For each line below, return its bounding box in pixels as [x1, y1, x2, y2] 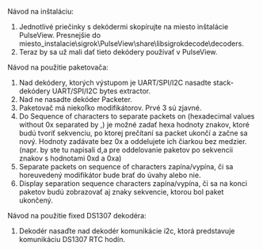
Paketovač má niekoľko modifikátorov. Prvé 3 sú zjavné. [18, 103, 202, 112]
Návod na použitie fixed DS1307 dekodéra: [7, 211, 147, 220]
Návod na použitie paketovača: [7, 62, 109, 72]
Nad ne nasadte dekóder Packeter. [18, 95, 132, 104]
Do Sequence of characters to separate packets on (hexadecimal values [18, 112, 255, 121]
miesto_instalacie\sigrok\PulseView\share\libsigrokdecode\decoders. [18, 39, 245, 48]
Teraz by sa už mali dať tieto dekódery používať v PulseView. [18, 47, 218, 56]
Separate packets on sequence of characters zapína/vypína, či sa [18, 162, 234, 171]
